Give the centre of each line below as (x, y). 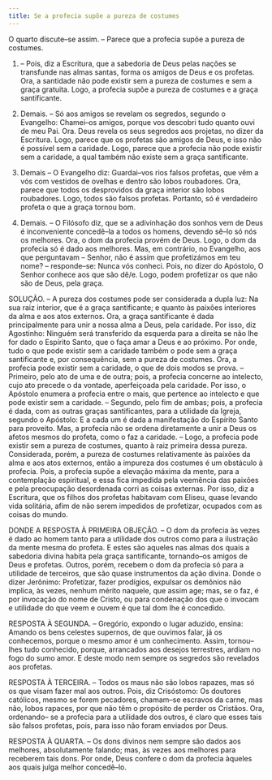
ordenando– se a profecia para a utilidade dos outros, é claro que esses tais (135, 717)
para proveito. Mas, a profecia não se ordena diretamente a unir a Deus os (133, 428)
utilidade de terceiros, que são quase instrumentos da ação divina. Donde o (135, 573)
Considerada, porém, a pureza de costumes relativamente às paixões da (130, 454)
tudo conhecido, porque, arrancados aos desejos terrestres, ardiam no (142, 649)
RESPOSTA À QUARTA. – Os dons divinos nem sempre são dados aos (125, 741)
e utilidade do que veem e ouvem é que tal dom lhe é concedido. (117, 608)
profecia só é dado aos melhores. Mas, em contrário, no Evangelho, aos (140, 248)
